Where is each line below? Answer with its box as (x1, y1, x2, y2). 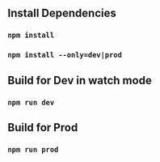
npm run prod (7, 145, 59, 154)
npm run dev (7, 97, 55, 107)
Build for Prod (7, 121, 78, 134)
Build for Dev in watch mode (7, 73, 153, 87)
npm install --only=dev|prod (7, 50, 123, 60)
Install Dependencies (7, 6, 116, 20)
